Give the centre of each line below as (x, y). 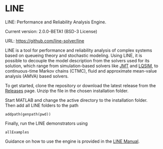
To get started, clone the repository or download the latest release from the (81, 85)
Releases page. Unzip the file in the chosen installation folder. (67, 91)
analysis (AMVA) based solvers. (37, 76)
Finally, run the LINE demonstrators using (46, 123)
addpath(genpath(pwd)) (28, 114)
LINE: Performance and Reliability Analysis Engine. (56, 22)
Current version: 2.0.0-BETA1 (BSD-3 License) (51, 31)
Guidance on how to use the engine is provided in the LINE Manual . (72, 141)
